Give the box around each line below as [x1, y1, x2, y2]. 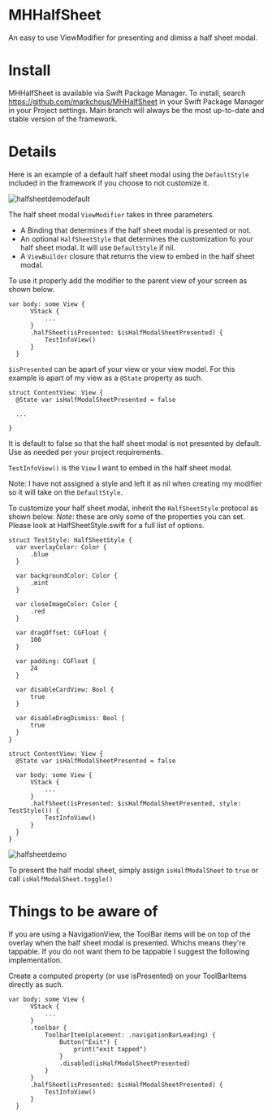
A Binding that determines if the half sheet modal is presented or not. [19, 225, 252, 235]
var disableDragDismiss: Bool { [15, 714, 126, 722]
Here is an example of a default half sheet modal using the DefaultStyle [8, 169, 249, 179]
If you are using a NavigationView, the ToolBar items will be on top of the [8, 929, 251, 939]
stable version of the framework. [8, 114, 118, 124]
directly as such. [8, 979, 64, 989]
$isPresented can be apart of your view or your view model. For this [8, 364, 235, 373]
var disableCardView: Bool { [15, 685, 114, 693]
